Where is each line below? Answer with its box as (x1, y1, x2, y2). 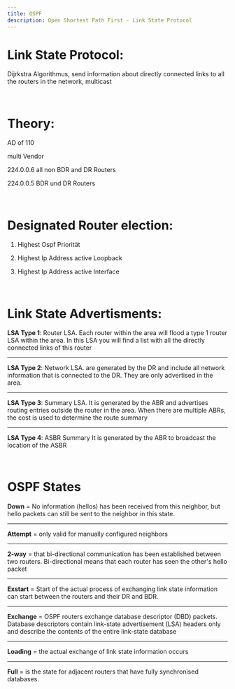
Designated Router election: (7, 218, 173, 233)
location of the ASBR (7, 441, 67, 450)
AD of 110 (7, 138, 35, 147)
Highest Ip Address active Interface (17, 267, 120, 276)
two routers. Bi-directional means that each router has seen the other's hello (7, 557, 227, 566)
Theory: (7, 115, 55, 132)
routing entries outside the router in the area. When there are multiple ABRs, (7, 406, 226, 415)
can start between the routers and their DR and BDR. (7, 592, 159, 601)
